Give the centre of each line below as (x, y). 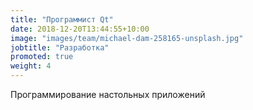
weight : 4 (31, 66)
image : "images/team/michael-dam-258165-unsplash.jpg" (127, 38)
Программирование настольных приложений (108, 94)
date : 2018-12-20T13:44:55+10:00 (80, 29)
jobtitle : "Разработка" (60, 47)
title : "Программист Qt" (62, 19)
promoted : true (42, 57)
